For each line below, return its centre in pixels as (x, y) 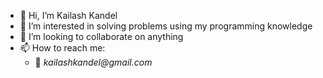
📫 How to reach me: (62, 48)
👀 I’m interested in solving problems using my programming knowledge (166, 26)
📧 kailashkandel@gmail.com (93, 62)
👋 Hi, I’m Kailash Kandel (68, 15)
